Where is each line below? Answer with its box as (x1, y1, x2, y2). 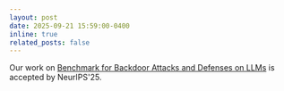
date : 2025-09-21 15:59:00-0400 (9, 21, 130, 30)
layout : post (9, 12, 58, 22)
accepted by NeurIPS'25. (9, 72, 102, 83)
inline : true (9, 29, 58, 38)
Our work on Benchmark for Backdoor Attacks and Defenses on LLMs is (9, 62, 275, 73)
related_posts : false (9, 37, 90, 47)
